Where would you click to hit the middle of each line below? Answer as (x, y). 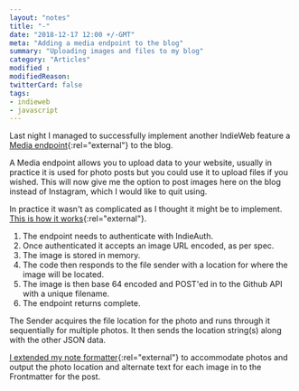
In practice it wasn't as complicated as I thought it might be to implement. (146, 209)
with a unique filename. (66, 293)
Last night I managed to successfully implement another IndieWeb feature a (150, 135)
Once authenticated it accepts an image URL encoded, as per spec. (148, 246)
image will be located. (63, 275)
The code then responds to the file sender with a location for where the (155, 265)
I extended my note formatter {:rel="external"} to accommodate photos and (149, 358)
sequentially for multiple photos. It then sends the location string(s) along (145, 330)
